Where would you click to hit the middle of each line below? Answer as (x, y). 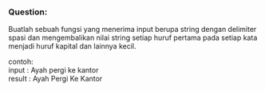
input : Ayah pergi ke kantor (53, 70)
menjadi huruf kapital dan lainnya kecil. (72, 46)
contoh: (21, 61)
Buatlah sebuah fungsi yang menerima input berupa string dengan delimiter (132, 30)
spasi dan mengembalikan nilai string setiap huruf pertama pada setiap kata (133, 38)
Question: (28, 12)
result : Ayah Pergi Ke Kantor (55, 79)
